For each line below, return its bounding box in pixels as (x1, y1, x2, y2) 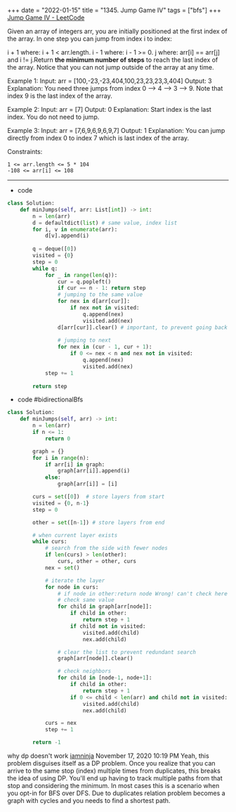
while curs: (32, 538, 68, 546)
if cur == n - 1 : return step (57, 285, 146, 292)
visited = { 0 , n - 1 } (32, 499, 90, 507)
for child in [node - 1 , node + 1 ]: (57, 674, 152, 681)
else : (44, 474, 61, 481)
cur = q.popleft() (57, 278, 112, 285)
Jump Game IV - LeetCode (7, 13, 85, 22)
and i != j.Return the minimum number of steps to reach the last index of (7, 56, 218, 64)
